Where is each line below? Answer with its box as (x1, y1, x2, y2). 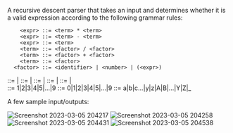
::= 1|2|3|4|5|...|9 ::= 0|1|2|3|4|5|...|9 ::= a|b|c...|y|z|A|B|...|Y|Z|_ (7, 84, 191, 92)
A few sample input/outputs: (7, 98, 89, 106)
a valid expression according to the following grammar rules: (7, 13, 183, 22)
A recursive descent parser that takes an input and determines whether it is (7, 6, 226, 14)
